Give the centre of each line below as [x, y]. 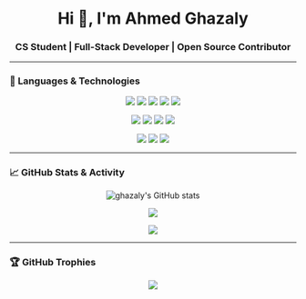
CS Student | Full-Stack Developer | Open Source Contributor [153, 47]
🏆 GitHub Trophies [53, 262]
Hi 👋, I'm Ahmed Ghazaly [153, 19]
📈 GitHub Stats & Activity [67, 172]
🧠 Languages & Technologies [75, 81]
